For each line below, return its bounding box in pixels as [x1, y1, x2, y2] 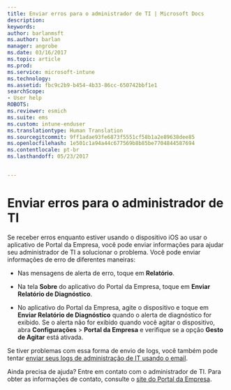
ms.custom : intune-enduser [7, 120, 86, 128]
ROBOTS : [7, 101, 30, 108]
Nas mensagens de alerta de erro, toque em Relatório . [17, 269, 174, 277]
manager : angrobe [7, 43, 58, 50]
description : [7, 17, 45, 24]
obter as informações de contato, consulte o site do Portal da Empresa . [7, 375, 212, 383]
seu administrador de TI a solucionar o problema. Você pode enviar [7, 248, 201, 256]
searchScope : [7, 88, 45, 95]
